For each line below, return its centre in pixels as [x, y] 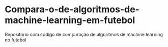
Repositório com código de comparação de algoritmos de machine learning [84, 34]
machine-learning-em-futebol [70, 20]
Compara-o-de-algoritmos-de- [72, 9]
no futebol [16, 40]
